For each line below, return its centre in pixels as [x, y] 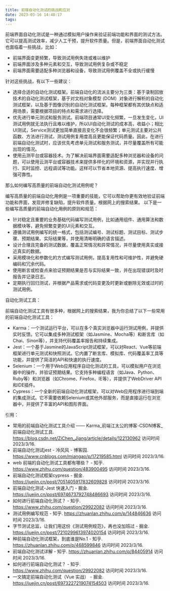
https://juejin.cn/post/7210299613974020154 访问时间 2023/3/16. [81, 533]
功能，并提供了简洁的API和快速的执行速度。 [58, 360]
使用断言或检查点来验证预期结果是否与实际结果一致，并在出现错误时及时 [88, 270]
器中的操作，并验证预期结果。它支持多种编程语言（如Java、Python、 [85, 372]
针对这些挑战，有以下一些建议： [38, 81]
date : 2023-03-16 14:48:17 [34, 15]
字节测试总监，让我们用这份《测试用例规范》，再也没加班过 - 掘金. [81, 526]
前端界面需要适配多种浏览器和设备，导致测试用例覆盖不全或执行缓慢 [83, 71]
